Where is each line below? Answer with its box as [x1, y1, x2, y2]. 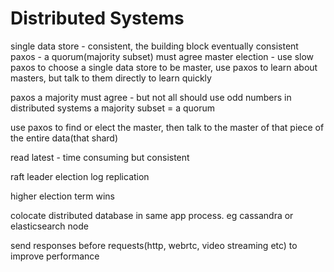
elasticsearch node [10, 220, 89, 232]
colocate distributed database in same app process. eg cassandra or [10, 209, 294, 221]
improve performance [10, 250, 100, 262]
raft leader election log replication [10, 170, 150, 182]
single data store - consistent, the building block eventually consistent [10, 40, 299, 52]
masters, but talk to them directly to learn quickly [10, 72, 212, 84]
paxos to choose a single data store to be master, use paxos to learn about [10, 61, 318, 73]
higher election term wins [10, 190, 115, 202]
